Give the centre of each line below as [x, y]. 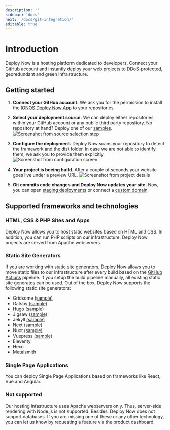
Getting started [30, 90]
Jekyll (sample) [28, 319]
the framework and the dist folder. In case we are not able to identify [84, 149]
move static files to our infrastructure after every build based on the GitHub [84, 272]
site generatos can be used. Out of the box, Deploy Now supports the [78, 283]
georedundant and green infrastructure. [47, 74]
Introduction [32, 49]
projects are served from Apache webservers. [53, 242]
